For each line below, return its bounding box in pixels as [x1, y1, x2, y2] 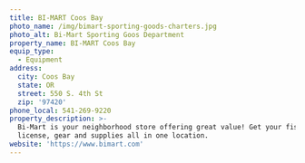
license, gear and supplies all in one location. [17, 131, 209, 140]
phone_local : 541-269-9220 [9, 106, 112, 115]
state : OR [17, 81, 54, 90]
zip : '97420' [17, 97, 67, 107]
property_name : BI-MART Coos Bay [9, 38, 136, 48]
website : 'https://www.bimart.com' [9, 139, 144, 149]
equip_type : [9, 47, 54, 56]
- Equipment [17, 55, 64, 64]
